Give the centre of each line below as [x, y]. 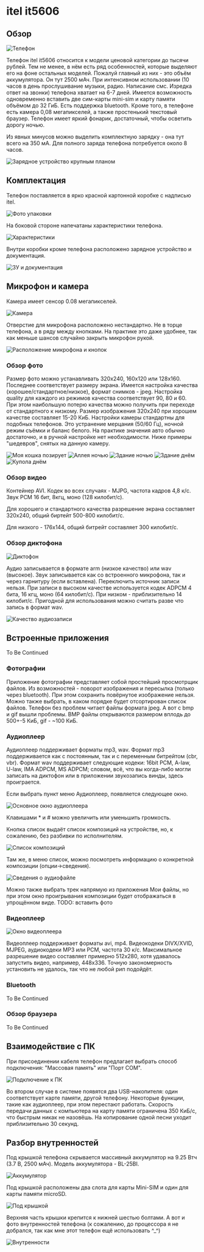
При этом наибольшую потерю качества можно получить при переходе [100, 404]
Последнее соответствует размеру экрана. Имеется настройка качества [102, 385]
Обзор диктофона [34, 543]
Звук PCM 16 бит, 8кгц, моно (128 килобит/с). [65, 497]
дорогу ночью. [26, 125]
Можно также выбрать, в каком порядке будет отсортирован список [97, 701]
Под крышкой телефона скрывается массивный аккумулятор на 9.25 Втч [102, 1158]
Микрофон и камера [47, 287]
